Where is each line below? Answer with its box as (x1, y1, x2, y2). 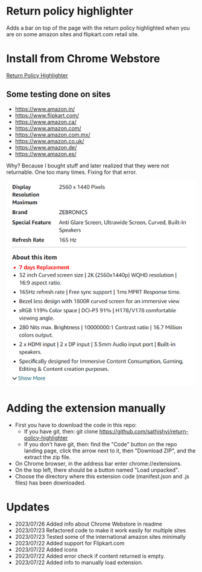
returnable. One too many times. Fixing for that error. (6, 168, 137, 176)
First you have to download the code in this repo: (14, 421, 137, 428)
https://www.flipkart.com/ (14, 112, 80, 119)
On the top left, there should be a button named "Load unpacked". (14, 466, 180, 474)
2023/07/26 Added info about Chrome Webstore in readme (14, 520, 163, 527)
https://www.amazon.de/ (14, 144, 77, 151)
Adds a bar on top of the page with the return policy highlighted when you (6, 24, 190, 31)
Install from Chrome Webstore (6, 52, 160, 66)
